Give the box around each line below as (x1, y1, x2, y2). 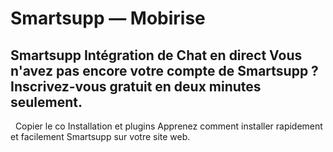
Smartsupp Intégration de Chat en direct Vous (10, 47, 303, 64)
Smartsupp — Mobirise (10, 7, 206, 30)
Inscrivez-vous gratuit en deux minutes (10, 78, 262, 95)
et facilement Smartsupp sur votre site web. (10, 131, 191, 142)
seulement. (10, 93, 83, 111)
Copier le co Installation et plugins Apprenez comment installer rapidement (14, 120, 323, 132)
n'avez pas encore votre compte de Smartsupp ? (10, 62, 319, 79)
